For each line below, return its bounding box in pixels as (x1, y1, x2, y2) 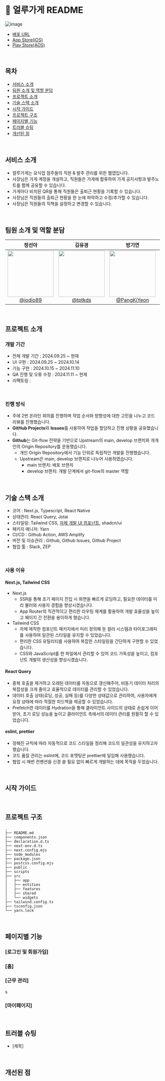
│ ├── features (5, 887, 41, 892)
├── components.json (5, 835, 48, 840)
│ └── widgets (5, 895, 38, 900)
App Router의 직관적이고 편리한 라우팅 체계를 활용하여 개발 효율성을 (19, 608, 150, 614)
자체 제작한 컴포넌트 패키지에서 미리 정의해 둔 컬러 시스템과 (19, 626, 133, 632)
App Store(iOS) (12, 36, 43, 42)
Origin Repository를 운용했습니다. (21, 444, 87, 450)
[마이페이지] (5, 1002, 32, 1009)
